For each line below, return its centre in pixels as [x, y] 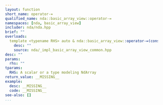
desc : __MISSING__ [28, 86]
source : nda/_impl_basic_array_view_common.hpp [63, 50]
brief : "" [15, 32]
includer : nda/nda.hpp [28, 28]
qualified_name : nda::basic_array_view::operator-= [58, 18]
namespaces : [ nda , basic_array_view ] [43, 23]
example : [14, 81]
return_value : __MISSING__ [32, 77]
